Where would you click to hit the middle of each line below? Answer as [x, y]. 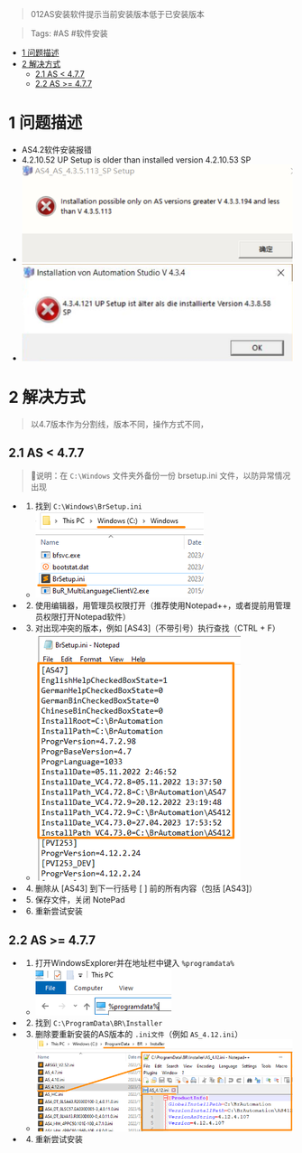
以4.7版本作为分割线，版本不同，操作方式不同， [119, 424]
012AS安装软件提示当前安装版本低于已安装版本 [117, 14]
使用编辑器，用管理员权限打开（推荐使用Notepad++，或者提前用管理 [163, 605]
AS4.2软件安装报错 [56, 149]
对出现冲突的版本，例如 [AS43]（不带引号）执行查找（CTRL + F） [157, 628]
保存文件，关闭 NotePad [80, 900]
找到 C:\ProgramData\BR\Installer [99, 1023]
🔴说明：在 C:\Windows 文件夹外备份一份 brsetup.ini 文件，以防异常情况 [160, 476]
